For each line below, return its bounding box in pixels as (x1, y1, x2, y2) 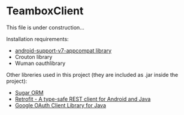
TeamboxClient (6, 4, 84, 18)
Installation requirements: (6, 35, 69, 42)
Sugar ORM (14, 89, 44, 96)
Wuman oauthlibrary (14, 60, 66, 67)
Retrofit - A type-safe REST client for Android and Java (14, 95, 151, 102)
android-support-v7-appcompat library (14, 46, 112, 54)
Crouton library (14, 53, 53, 60)
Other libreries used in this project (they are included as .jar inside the (6, 71, 179, 78)
